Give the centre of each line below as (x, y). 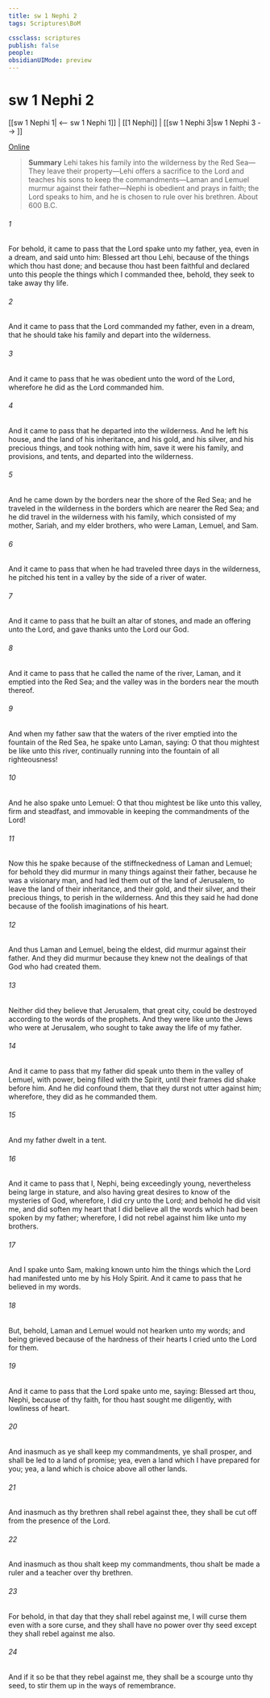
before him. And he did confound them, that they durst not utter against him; (135, 1088)
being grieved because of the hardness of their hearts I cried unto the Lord (133, 1339)
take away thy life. (38, 283)
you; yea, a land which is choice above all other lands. (98, 1469)
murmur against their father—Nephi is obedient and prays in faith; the (143, 188)
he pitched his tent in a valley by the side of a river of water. (108, 578)
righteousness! (33, 759)
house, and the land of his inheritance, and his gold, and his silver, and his (131, 439)
